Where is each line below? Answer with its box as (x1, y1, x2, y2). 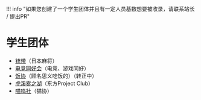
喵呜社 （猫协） (14, 87, 53, 95)
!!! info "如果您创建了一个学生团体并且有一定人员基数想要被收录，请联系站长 (6, 5, 195, 12)
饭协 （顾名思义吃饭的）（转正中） (14, 72, 98, 80)
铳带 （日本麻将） (14, 57, 58, 64)
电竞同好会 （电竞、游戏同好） (14, 64, 89, 72)
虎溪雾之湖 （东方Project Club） (14, 80, 94, 87)
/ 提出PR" (6, 13, 30, 20)
